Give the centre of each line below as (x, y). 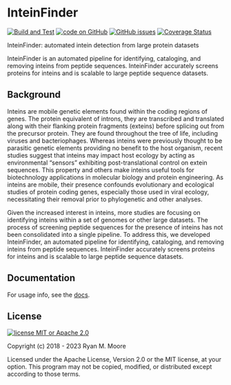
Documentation (41, 278)
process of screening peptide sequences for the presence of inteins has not (115, 227)
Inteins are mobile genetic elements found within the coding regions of (108, 111)
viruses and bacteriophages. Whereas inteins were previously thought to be (115, 141)
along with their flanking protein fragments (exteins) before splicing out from (116, 126)
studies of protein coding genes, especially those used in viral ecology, (108, 191)
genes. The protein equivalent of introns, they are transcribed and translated (115, 118)
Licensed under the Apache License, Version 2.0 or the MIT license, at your (114, 360)
